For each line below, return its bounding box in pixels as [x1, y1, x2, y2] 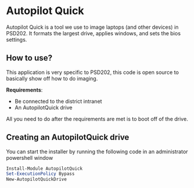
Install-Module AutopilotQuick [6, 166, 83, 172]
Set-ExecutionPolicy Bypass [6, 171, 75, 177]
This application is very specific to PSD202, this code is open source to [6, 69, 179, 76]
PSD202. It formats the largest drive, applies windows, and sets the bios [6, 29, 181, 36]
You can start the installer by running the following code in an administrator [6, 148, 188, 155]
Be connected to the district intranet [14, 98, 102, 105]
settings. [6, 36, 28, 43]
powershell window [6, 154, 53, 161]
